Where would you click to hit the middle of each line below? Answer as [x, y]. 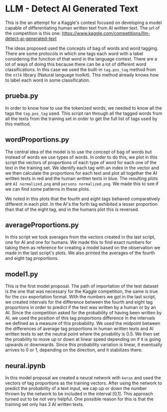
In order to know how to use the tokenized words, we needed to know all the [83, 108]
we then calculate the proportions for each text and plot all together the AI [81, 173]
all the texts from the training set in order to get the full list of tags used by [82, 119]
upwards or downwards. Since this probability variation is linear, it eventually [84, 345]
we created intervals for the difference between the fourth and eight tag [79, 302]
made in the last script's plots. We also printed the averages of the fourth [80, 253]
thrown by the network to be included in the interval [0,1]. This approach [79, 394]
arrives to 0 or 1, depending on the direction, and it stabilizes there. [74, 350]
